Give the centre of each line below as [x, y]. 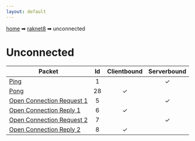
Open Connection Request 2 [48, 120]
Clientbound [125, 71]
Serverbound [168, 71]
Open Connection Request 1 [48, 100]
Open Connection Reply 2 [45, 129]
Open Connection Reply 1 [45, 110]
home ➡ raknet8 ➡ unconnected [46, 28]
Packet [48, 71]
